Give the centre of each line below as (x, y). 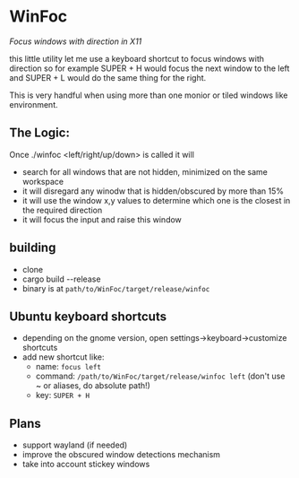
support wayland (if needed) (75, 445)
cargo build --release (61, 279)
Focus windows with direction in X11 (76, 41)
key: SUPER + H (63, 395)
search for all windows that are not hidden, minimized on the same (145, 171)
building (33, 248)
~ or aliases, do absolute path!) (93, 386)
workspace (43, 181)
